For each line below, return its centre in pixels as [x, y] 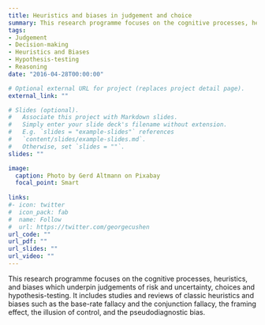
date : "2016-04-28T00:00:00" [56, 74]
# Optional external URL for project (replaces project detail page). [127, 88]
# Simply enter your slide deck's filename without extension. [118, 125]
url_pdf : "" [28, 241]
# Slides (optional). [44, 110]
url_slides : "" [33, 249]
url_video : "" [32, 256]
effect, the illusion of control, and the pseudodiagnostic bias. [107, 312]
